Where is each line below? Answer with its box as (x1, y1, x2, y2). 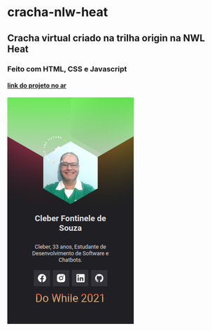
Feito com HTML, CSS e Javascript (7, 64, 127, 73)
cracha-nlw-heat (7, 4, 108, 20)
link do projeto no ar (7, 81, 66, 90)
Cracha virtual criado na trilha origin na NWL (7, 32, 205, 44)
